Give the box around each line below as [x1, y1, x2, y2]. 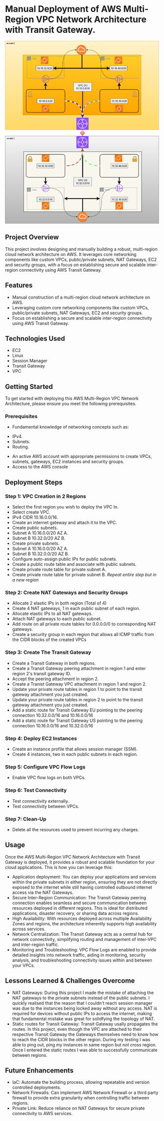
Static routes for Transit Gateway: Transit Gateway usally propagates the [12, 1021, 158, 1027]
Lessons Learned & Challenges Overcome [5, 977, 135, 985]
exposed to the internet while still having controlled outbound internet [12, 884, 152, 890]
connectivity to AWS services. [12, 1111, 73, 1117]
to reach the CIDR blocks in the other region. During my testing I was [12, 1036, 150, 1043]
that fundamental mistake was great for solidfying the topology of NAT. [12, 1016, 155, 1021]
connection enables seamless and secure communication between [12, 900, 147, 906]
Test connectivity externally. [12, 798, 69, 804]
